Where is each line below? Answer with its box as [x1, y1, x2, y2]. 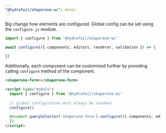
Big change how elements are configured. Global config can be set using [5, 21, 154, 27]
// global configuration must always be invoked [9, 100, 112, 106]
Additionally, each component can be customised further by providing [5, 63, 148, 69]
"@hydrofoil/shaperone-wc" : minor [5, 7, 77, 12]
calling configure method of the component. [5, 68, 95, 74]
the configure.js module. [5, 26, 57, 32]
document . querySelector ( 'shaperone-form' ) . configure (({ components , [9, 114, 154, 119]
